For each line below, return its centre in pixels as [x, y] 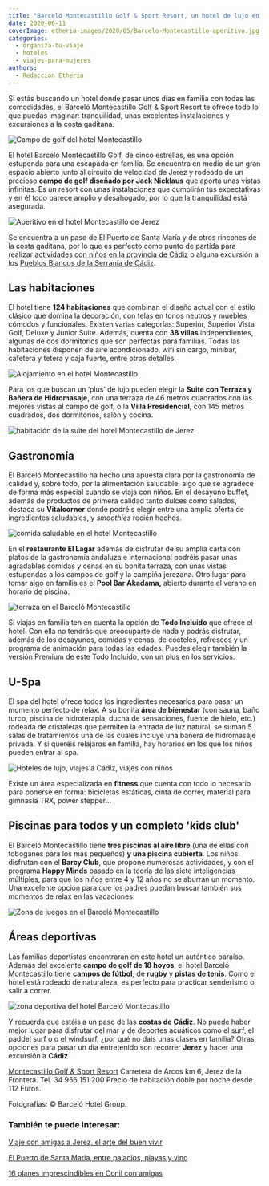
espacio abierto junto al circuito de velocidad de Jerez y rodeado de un [126, 172]
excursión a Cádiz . [39, 1055]
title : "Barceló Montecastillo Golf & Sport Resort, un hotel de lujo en [134, 16]
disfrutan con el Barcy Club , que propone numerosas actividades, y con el [131, 862]
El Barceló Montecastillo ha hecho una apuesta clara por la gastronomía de [132, 475]
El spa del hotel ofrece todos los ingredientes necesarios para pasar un [126, 701]
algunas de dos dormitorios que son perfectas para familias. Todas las [124, 341]
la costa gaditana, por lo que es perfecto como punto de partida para [122, 246]
